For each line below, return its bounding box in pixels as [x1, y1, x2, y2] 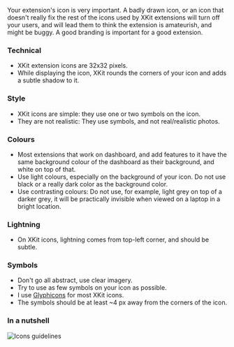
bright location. [17, 202, 61, 210]
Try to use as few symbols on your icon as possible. [17, 283, 167, 292]
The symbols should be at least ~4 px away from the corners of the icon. [17, 298, 228, 307]
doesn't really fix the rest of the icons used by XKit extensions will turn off [7, 13, 220, 22]
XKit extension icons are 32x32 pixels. [17, 61, 128, 70]
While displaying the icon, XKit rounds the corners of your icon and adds [17, 69, 227, 77]
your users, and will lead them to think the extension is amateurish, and [7, 21, 212, 29]
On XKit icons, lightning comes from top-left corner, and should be [17, 235, 210, 244]
